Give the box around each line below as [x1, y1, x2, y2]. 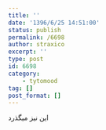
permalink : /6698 [8, 33, 65, 42]
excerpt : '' [8, 48, 47, 56]
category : [8, 70, 41, 78]
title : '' [8, 11, 41, 20]
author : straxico [8, 41, 65, 49]
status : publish [8, 26, 61, 34]
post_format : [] [8, 92, 61, 99]
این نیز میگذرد [8, 113, 49, 122]
